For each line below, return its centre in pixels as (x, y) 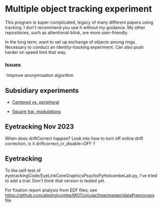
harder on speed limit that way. (36, 52)
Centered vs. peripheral (36, 102)
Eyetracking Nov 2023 (39, 127)
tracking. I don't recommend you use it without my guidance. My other (75, 27)
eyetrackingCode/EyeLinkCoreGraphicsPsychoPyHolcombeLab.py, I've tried (81, 176)
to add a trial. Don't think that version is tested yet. (55, 180)
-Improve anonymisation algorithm (39, 75)
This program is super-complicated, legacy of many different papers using (79, 22)
